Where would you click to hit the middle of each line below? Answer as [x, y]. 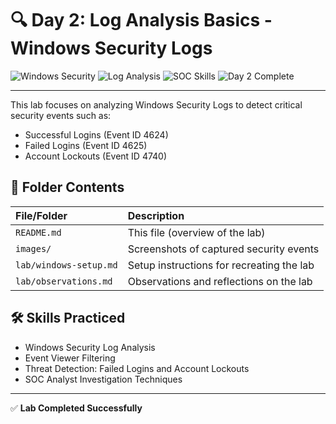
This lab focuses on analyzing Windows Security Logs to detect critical [156, 104]
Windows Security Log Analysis [90, 347]
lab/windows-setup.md [66, 265]
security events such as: [61, 115]
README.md [38, 232]
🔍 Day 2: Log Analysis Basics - [141, 20]
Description [156, 215]
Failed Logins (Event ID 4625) [86, 145]
